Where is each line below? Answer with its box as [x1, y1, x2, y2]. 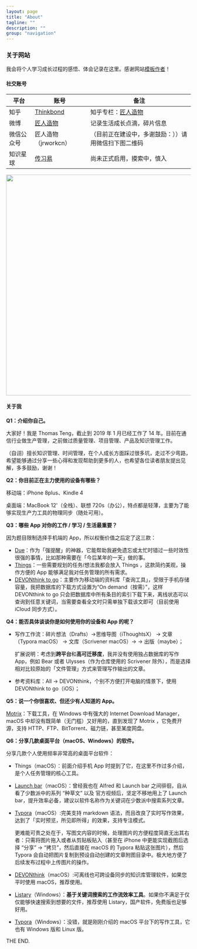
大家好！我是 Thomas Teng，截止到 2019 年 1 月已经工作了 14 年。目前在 [6, 429, 182, 436]
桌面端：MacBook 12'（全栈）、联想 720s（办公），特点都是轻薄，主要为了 [6, 502, 185, 509]
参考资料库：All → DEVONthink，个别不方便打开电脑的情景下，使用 [14, 678, 177, 685]
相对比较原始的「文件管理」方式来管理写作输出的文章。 [14, 665, 148, 672]
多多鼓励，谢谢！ [16, 464, 57, 471]
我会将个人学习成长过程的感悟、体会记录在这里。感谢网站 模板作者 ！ [6, 65, 171, 72]
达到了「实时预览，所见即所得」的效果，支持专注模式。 [14, 817, 148, 824]
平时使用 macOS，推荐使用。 [14, 878, 86, 885]
